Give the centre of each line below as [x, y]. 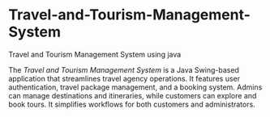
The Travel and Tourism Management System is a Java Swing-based [124, 69]
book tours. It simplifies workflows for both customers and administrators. [132, 104]
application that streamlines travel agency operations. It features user [124, 78]
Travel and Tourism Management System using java [95, 54]
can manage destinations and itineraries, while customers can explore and [133, 95]
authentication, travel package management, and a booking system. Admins [135, 87]
